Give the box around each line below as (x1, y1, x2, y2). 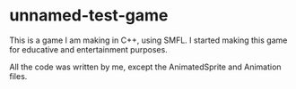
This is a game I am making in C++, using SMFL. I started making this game (9, 35, 288, 45)
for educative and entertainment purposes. (9, 44, 168, 54)
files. (9, 70, 28, 81)
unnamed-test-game (9, 5, 169, 26)
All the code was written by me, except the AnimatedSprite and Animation (9, 61, 282, 72)
